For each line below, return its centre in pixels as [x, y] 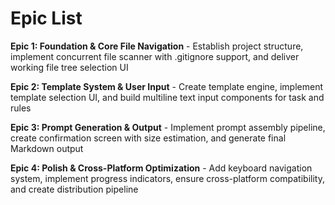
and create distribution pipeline [74, 189]
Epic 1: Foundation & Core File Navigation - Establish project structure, [157, 46]
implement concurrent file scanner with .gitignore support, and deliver [155, 56]
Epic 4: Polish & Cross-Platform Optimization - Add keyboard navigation [161, 168]
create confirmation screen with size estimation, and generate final [148, 138]
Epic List [46, 18]
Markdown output [47, 148]
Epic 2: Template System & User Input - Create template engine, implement [166, 86]
